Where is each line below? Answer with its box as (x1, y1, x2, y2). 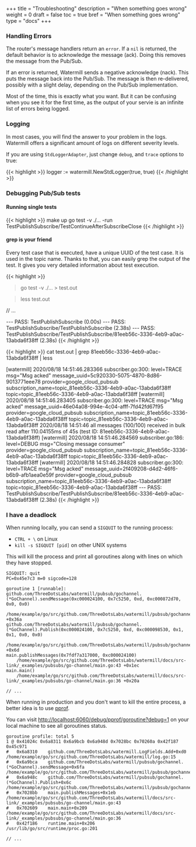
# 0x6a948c (6, 774, 38, 780)
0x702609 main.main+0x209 (16, 805, 87, 811)
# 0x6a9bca (6, 759, 38, 765)
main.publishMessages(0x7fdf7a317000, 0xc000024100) (6, 652, 137, 659)
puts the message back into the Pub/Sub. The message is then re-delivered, (6, 75, 190, 82)
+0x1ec (123, 663, 140, 669)
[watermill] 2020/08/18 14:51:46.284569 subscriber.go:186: (41, 434, 184, 441)
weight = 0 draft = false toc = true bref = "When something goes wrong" (6, 11, 181, 18)
